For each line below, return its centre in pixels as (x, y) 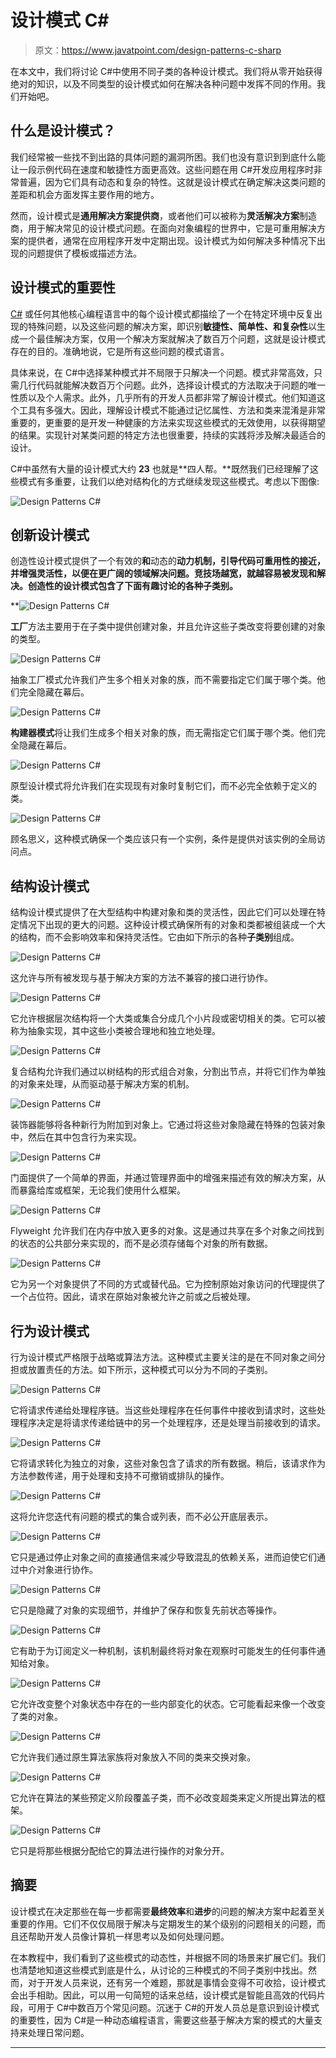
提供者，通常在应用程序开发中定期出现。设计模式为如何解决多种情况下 (172, 240)
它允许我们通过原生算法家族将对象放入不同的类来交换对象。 (133, 1757)
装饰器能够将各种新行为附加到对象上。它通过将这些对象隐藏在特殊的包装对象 (168, 1125)
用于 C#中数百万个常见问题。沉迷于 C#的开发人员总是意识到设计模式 (178, 2007)
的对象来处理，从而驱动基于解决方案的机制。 (102, 1084)
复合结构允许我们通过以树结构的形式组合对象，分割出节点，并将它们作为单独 (168, 1072)
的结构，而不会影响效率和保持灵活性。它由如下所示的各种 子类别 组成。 (155, 937)
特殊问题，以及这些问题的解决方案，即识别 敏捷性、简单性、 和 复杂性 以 (172, 326)
